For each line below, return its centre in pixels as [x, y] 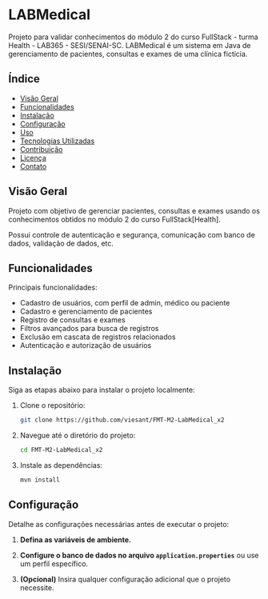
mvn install [40, 480]
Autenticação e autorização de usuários [86, 345]
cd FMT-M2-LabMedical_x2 [61, 450]
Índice [24, 79]
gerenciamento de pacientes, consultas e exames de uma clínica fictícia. [128, 54]
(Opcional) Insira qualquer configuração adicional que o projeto [125, 579]
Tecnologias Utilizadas [57, 141]
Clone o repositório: [52, 405]
